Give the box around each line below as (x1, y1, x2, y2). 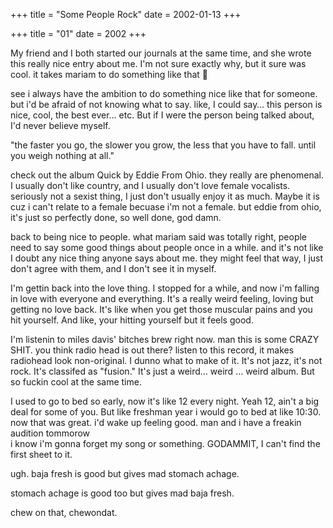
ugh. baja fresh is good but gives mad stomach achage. (10, 468, 240, 479)
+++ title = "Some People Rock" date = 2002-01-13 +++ (10, 9, 242, 20)
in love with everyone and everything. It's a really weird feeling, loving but (10, 293, 314, 304)
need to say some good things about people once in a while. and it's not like (10, 242, 324, 253)
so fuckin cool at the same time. (10, 376, 142, 388)
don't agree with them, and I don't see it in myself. (10, 263, 217, 274)
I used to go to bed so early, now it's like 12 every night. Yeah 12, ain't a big (10, 395, 320, 407)
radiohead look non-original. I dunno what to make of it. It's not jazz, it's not (10, 355, 323, 366)
